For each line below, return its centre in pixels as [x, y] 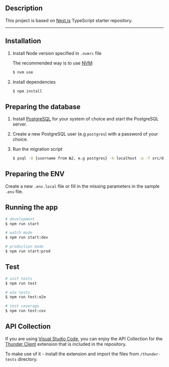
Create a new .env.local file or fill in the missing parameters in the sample [82, 186]
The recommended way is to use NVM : [53, 63]
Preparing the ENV [35, 174]
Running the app [31, 207]
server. [20, 124]
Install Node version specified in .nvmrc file [57, 53]
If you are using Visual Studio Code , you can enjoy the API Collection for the [84, 339]
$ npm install [27, 91]
